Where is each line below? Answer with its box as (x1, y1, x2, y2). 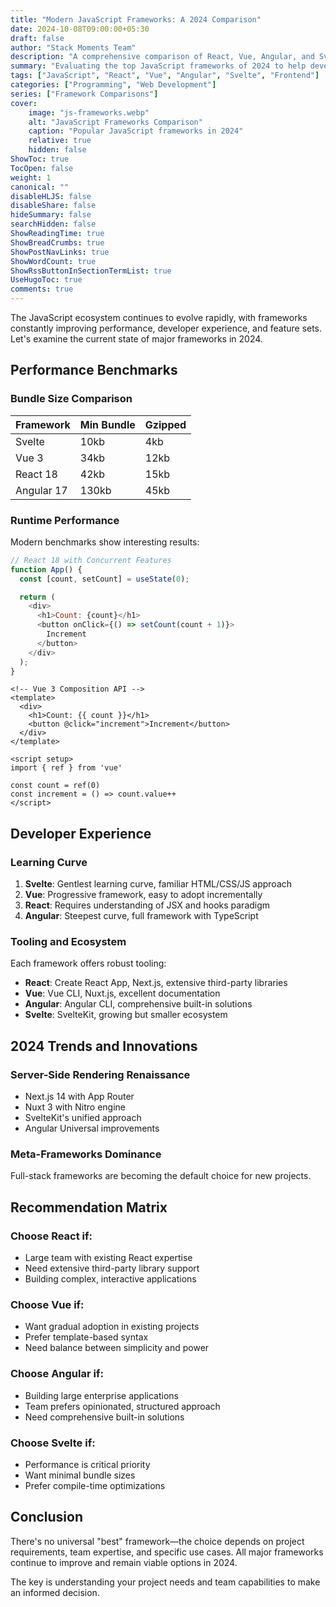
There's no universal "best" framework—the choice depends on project (10, 1535, 305, 1547)
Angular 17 (15, 483, 68, 497)
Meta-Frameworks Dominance (10, 1147, 162, 1161)
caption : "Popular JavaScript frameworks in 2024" (28, 126, 244, 136)
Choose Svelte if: (10, 1436, 96, 1450)
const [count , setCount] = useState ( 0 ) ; (19, 574, 190, 584)
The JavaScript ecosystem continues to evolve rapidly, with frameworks (10, 312, 308, 323)
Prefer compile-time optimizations (24, 1480, 166, 1492)
